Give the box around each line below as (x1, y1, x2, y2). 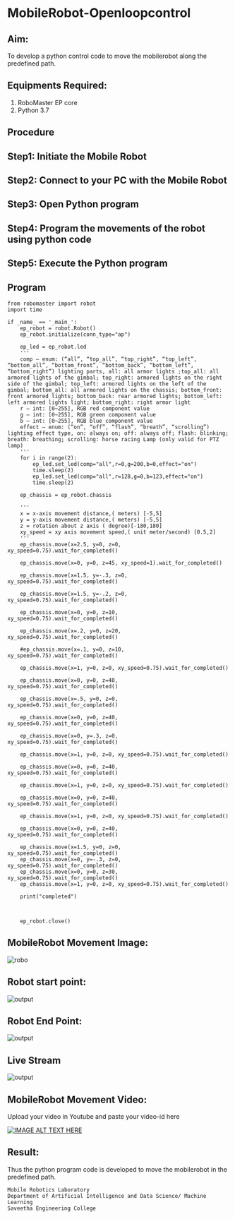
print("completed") (20, 893, 78, 900)
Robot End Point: (7, 1015, 83, 1027)
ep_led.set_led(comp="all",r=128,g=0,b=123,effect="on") (32, 473, 203, 480)
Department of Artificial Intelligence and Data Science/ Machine (7, 1192, 207, 1199)
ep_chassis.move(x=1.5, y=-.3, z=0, (20, 572, 128, 579)
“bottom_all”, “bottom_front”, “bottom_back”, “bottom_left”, (7, 361, 194, 368)
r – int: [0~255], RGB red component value (20, 404, 150, 412)
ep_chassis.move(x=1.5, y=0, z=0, (20, 843, 121, 851)
